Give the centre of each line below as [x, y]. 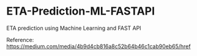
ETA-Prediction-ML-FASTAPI [80, 11]
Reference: [20, 40]
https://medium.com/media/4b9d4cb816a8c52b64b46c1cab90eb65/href [98, 46]
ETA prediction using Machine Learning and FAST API [74, 28]
